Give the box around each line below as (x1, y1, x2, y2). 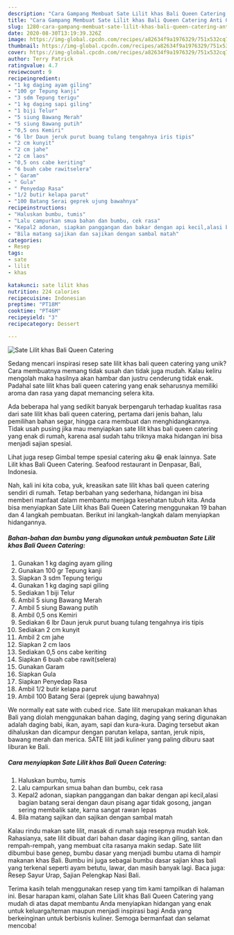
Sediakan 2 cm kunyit (17, 625, 81, 634)
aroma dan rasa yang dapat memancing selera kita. (8, 388, 155, 397)
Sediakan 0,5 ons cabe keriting (17, 647, 107, 656)
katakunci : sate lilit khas (8, 281, 90, 289)
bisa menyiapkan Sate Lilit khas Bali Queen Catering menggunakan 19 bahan (8, 503, 227, 512)
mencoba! (8, 921, 37, 929)
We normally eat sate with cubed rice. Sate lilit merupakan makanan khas (8, 705, 217, 714)
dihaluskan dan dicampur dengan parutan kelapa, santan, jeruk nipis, (8, 728, 206, 736)
